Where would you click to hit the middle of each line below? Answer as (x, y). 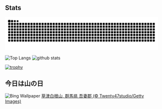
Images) (13, 101)
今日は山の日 (24, 83)
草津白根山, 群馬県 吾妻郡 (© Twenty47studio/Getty (92, 96)
